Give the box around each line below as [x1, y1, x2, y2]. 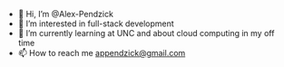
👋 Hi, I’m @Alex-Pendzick [17, 9, 113, 19]
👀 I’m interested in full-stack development [17, 18, 174, 29]
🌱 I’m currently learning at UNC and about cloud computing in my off [17, 28, 275, 38]
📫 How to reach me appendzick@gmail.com [17, 48, 186, 58]
